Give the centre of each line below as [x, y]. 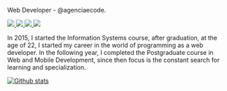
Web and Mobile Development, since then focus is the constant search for [113, 60]
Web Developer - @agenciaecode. [57, 10]
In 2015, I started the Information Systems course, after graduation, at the [112, 38]
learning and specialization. [47, 67]
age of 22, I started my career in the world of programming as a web [105, 45]
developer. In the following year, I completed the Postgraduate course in [110, 52]
